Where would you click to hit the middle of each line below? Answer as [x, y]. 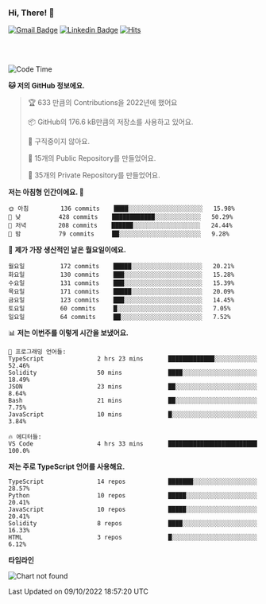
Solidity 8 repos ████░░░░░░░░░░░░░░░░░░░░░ [133, 524]
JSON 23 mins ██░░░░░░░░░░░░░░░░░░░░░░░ [133, 387]
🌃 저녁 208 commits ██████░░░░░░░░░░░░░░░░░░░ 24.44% [120, 226]
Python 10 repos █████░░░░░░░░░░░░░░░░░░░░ [133, 496]
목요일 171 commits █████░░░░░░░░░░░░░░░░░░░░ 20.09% [121, 292]
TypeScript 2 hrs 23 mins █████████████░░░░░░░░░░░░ [133, 359]
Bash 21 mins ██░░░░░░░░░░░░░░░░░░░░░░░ [133, 401]
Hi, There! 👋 [31, 13]
